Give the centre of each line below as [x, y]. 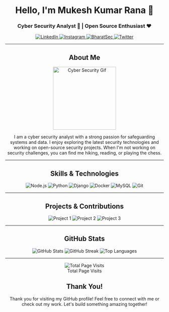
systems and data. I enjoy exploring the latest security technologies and [84, 142]
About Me [84, 57]
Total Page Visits [84, 271]
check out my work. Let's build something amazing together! [84, 304]
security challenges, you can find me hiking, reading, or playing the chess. [84, 153]
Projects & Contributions [84, 206]
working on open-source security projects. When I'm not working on [84, 147]
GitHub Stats [84, 239]
